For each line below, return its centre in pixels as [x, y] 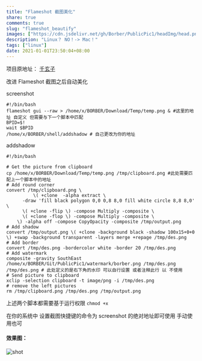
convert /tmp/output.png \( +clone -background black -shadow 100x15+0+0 [101, 232]
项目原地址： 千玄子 [31, 68]
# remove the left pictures [41, 286]
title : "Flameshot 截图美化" [41, 12]
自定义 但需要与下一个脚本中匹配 [48, 117]
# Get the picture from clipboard [50, 167]
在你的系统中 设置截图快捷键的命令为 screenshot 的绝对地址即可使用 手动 [97, 315]
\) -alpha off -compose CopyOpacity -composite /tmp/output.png [99, 222]
